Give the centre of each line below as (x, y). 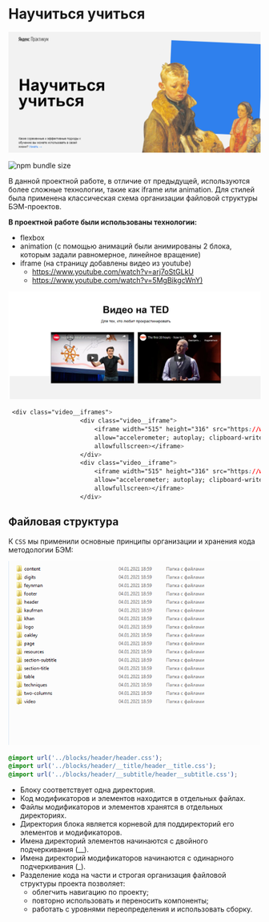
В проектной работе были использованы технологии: (103, 222)
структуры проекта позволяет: (72, 884)
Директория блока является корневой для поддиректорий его (127, 824)
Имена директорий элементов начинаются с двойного (114, 841)
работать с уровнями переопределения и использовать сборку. (142, 909)
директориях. (43, 815)
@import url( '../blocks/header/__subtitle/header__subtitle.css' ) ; (123, 774)
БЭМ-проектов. (35, 207)
